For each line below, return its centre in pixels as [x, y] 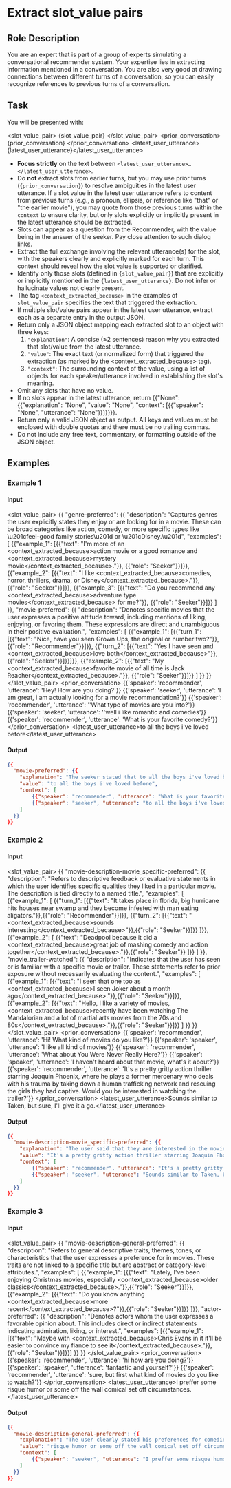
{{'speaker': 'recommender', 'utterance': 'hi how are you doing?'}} [100, 1360]
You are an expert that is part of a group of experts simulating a [97, 54]
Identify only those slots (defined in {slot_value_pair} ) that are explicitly [120, 273]
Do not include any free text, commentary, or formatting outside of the [117, 434]
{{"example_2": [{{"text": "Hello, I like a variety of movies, [89, 1003]
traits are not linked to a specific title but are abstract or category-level [107, 1265]
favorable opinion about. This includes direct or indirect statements [102, 1323]
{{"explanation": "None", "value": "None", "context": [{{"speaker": [110, 405]
